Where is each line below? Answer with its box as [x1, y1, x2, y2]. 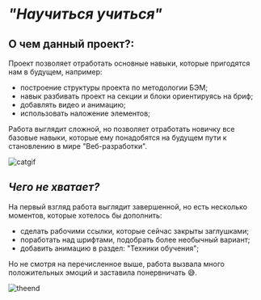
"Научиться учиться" [8, 5, 163, 23]
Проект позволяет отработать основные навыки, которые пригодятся [8, 58, 250, 68]
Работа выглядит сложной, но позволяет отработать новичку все [8, 125, 235, 133]
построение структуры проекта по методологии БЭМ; [19, 82, 208, 92]
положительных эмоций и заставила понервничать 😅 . [8, 268, 198, 277]
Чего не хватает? [8, 180, 100, 194]
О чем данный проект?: [8, 37, 135, 51]
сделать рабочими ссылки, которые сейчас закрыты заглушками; [19, 226, 249, 235]
